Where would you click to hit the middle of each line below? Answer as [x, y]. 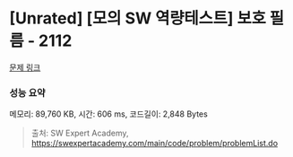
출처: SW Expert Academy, [80, 133]
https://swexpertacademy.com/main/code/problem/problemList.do [155, 144]
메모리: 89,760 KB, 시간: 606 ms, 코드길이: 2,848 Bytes [108, 114]
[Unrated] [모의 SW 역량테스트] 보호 [138, 18]
